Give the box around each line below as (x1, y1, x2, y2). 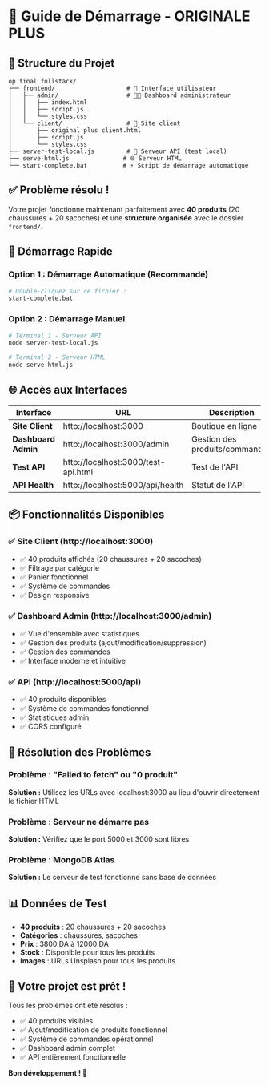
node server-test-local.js (8, 339, 98, 347)
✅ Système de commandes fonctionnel (19, 704, 150, 713)
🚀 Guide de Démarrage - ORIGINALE (8, 7, 251, 26)
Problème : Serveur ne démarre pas (8, 816, 150, 827)
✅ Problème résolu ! (8, 184, 110, 197)
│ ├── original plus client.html (8, 127, 142, 135)
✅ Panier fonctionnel (19, 572, 89, 582)
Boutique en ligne (191, 420, 258, 431)
